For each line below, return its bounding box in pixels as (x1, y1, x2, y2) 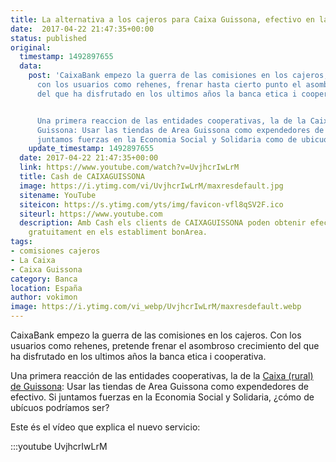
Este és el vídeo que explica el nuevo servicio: (10, 421, 201, 433)
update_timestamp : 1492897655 (28, 144, 155, 154)
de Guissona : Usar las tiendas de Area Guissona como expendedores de (10, 381, 309, 392)
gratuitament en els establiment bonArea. (28, 227, 208, 238)
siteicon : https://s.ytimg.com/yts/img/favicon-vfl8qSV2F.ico (19, 199, 284, 210)
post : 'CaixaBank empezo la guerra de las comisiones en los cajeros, (28, 71, 329, 81)
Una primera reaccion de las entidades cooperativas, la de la (36, 116, 307, 126)
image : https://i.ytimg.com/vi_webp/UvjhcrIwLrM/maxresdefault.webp (10, 302, 302, 312)
